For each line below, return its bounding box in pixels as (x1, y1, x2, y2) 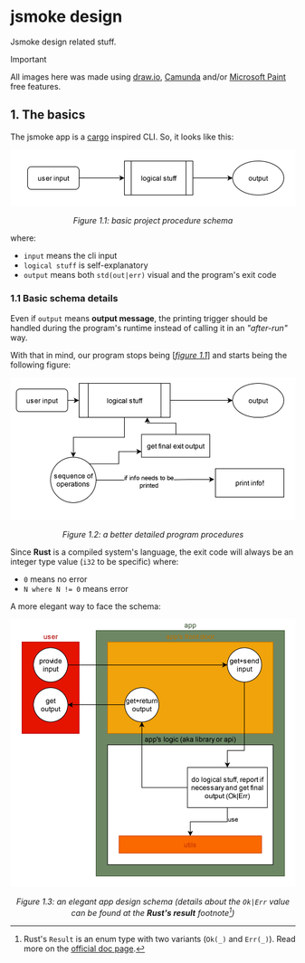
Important (10, 53, 47, 64)
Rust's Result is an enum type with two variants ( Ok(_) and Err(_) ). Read (23, 933, 296, 944)
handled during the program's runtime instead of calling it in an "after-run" (10, 322, 289, 333)
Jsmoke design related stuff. (10, 36, 117, 47)
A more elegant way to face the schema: (10, 601, 161, 612)
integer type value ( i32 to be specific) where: (10, 557, 179, 567)
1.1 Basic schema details (10, 292, 119, 305)
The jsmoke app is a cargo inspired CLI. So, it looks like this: (10, 131, 234, 142)
